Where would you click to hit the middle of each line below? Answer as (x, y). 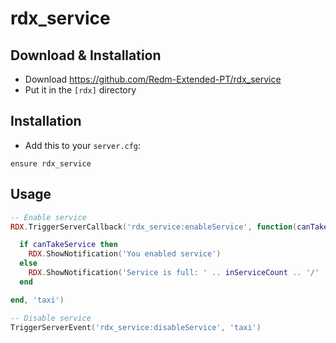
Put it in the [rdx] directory (80, 90)
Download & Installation (86, 55)
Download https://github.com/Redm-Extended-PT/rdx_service (153, 79)
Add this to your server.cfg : (83, 145)
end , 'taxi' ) (37, 300)
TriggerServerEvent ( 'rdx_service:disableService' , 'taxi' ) (136, 327)
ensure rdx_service (51, 163)
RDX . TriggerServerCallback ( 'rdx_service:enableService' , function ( (154, 227)
